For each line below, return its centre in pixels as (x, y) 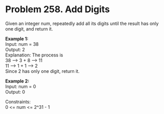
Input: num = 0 (21, 86)
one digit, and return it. (29, 28)
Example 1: (17, 39)
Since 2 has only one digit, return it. (42, 71)
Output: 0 (15, 92)
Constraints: (18, 102)
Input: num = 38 (22, 44)
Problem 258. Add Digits (58, 9)
